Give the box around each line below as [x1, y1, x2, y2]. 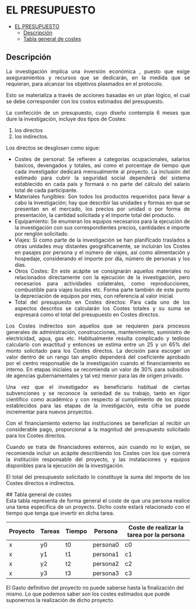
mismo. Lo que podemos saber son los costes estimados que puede [6, 590, 170, 597]
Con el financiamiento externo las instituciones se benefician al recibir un [6, 419, 190, 426]
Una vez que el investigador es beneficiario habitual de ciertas [6, 383, 190, 390]
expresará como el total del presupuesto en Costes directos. [14, 311, 160, 318]
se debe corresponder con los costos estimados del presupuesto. [6, 98, 164, 105]
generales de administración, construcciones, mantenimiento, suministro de [6, 328, 190, 335]
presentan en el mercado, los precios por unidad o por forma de [14, 205, 190, 212]
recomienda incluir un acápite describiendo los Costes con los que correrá [6, 449, 190, 456]
